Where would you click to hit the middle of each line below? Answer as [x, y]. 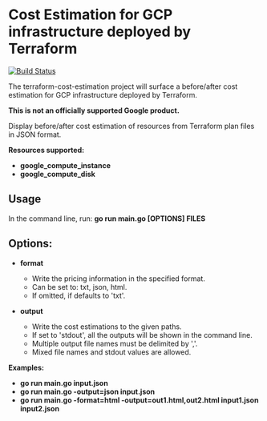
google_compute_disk [58, 174]
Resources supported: [47, 150]
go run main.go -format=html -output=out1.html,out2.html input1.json [139, 400]
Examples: [26, 367]
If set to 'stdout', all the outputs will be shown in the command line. [142, 335]
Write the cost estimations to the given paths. [107, 327]
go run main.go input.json [64, 383]
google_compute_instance [65, 165]
